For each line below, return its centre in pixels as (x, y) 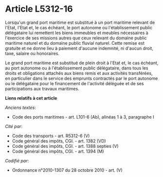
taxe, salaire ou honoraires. (32, 53)
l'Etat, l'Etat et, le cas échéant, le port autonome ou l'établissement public (79, 27)
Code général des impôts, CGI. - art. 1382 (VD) (59, 141)
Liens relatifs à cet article (31, 98)
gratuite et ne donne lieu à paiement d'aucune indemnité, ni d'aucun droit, (79, 48)
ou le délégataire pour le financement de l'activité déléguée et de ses (74, 83)
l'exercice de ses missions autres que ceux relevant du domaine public (76, 38)
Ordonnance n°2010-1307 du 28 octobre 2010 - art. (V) (67, 170)
